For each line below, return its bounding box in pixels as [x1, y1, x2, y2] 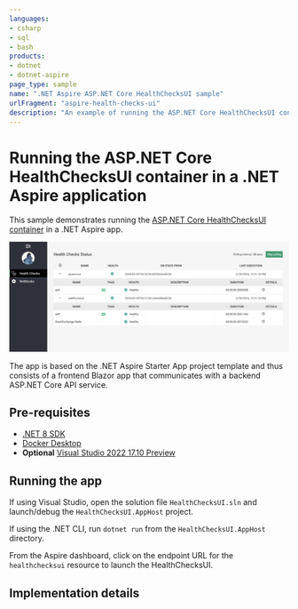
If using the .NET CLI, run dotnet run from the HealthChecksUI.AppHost [9, 524, 266, 534]
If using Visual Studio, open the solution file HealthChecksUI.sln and [9, 497, 257, 508]
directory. [9, 533, 44, 544]
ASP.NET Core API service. [9, 379, 108, 390]
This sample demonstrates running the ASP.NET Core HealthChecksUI [9, 214, 267, 226]
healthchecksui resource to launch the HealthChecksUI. [9, 560, 214, 571]
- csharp [9, 23, 42, 33]
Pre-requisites [9, 405, 90, 421]
